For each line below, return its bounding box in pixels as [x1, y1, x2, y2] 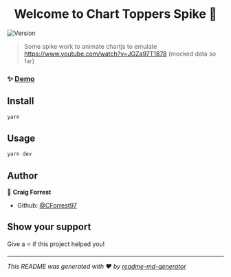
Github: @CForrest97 [16, 201, 78, 210]
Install [7, 96, 34, 107]
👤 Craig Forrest [7, 188, 52, 197]
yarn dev [7, 151, 32, 157]
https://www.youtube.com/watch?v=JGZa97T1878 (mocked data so [23, 49, 217, 58]
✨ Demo [7, 74, 35, 83]
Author [7, 170, 38, 181]
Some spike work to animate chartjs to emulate [23, 42, 157, 50]
